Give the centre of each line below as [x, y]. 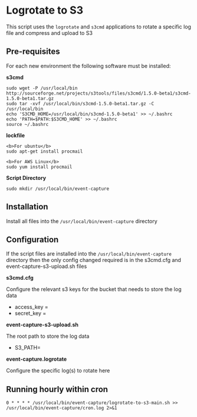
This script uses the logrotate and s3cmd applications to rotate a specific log [99, 27]
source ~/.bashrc [27, 124]
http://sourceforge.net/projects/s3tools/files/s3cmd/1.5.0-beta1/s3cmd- [99, 93]
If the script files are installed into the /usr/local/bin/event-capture [89, 254]
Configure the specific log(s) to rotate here [58, 371]
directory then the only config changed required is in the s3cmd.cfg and [94, 260]
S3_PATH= [28, 348]
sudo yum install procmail [39, 167]
